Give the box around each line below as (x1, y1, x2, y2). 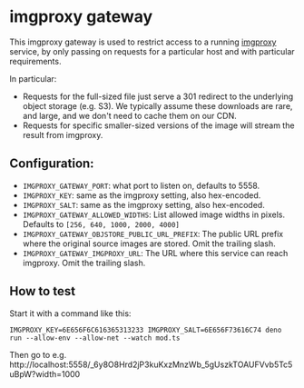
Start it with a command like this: (9, 307, 132, 319)
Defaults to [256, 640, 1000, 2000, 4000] (22, 218, 180, 229)
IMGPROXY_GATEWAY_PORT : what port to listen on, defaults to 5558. (22, 180, 260, 191)
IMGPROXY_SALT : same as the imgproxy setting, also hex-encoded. (22, 199, 265, 210)
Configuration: (9, 156, 94, 172)
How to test (9, 284, 75, 299)
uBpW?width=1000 (9, 368, 81, 379)
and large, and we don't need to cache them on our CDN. (22, 110, 238, 121)
